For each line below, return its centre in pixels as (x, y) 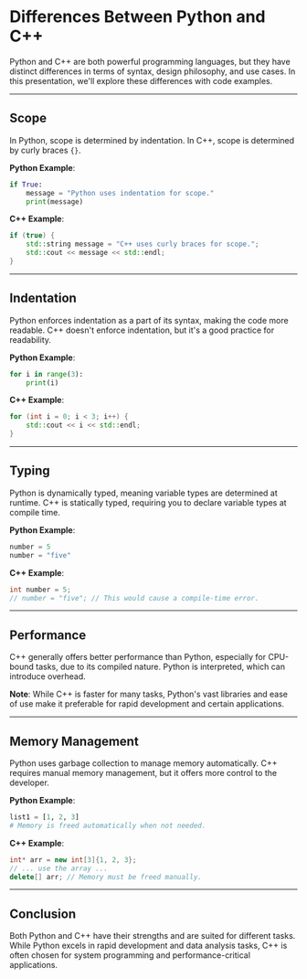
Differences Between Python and (138, 17)
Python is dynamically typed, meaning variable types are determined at (144, 493)
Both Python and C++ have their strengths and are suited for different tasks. (153, 936)
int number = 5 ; (40, 590)
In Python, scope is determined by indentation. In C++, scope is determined (152, 140)
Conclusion (43, 914)
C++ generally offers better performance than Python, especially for (138, 657)
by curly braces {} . (45, 150)
